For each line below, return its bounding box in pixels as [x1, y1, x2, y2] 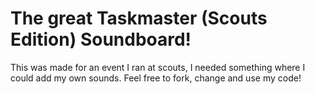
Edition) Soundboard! [10, 28, 192, 51]
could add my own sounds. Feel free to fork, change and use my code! [10, 72, 302, 84]
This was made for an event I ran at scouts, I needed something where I [10, 61, 306, 73]
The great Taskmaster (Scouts [10, 7, 268, 30]
